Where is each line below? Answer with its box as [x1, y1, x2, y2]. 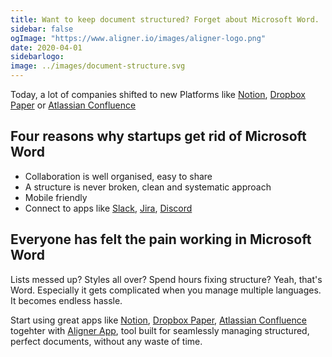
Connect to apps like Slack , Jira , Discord [24, 202, 193, 214]
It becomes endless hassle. [10, 294, 123, 306]
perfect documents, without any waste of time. [10, 335, 203, 347]
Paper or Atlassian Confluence [10, 99, 137, 111]
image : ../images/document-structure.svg [10, 61, 186, 71]
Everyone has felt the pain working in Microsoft [10, 231, 312, 248]
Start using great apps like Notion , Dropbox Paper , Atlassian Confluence [10, 314, 307, 326]
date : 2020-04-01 [10, 42, 83, 53]
